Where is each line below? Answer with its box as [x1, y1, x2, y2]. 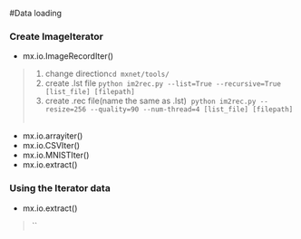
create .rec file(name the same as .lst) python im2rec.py [44, 95, 257, 107]
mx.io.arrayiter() [22, 130, 83, 141]
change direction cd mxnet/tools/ [44, 68, 170, 80]
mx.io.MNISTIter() [22, 149, 90, 161]
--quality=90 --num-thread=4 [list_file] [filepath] [90, 105, 294, 114]
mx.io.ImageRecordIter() [22, 51, 114, 62]
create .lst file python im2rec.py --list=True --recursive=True [44, 78, 281, 89]
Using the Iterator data [9, 182, 111, 195]
